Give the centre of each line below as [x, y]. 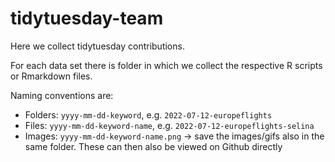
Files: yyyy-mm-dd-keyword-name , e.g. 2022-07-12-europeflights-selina [169, 125]
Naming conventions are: [62, 95]
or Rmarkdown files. [51, 76]
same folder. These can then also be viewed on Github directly [153, 146]
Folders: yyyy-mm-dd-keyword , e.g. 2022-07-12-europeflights [148, 114]
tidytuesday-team [87, 18]
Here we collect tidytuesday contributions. [97, 46]
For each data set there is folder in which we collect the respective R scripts [166, 65]
